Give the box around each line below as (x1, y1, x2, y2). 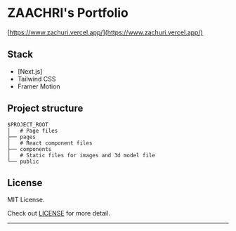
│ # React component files (7, 139, 93, 147)
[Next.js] (17, 67, 43, 75)
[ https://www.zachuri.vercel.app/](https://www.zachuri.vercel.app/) (7, 28, 204, 37)
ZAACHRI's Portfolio (7, 5, 129, 21)
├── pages (7, 133, 37, 140)
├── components (7, 145, 52, 152)
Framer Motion (17, 82, 61, 91)
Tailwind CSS (17, 74, 56, 83)
